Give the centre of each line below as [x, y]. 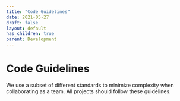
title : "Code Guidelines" [38, 12]
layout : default [26, 28]
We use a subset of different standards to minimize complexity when [90, 85]
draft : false [22, 23]
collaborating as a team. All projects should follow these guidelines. [89, 91]
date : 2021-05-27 [28, 17]
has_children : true [30, 34]
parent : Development [32, 39]
